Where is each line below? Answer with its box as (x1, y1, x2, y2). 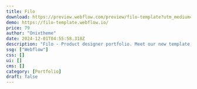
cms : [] (6, 63, 25, 69)
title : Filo (6, 8, 35, 15)
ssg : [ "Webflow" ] (6, 47, 49, 53)
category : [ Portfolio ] (6, 69, 62, 74)
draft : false (6, 74, 38, 80)
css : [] (6, 52, 25, 58)
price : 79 (6, 25, 30, 31)
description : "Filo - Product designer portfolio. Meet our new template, (6, 42, 193, 47)
